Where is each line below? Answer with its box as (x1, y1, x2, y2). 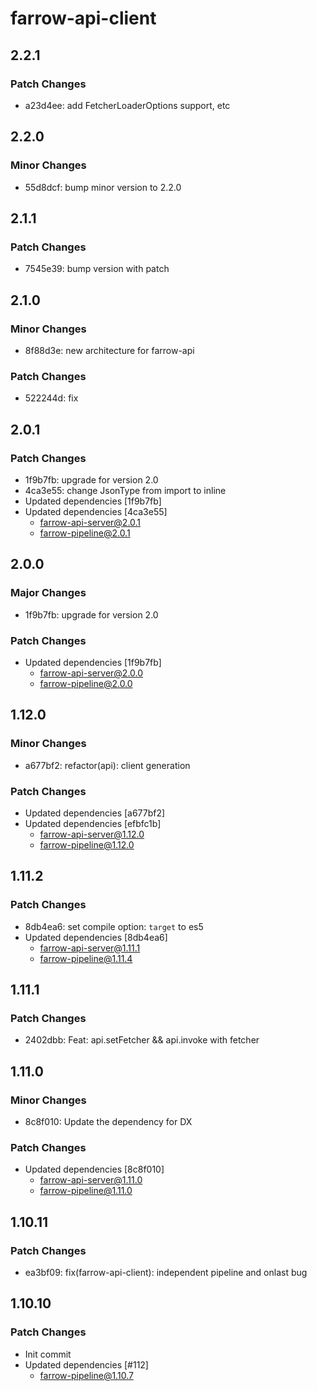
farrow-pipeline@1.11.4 (39, 952, 133, 964)
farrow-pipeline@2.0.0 (39, 677, 133, 689)
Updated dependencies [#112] (24, 1358, 149, 1371)
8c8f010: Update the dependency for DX (24, 1115, 193, 1127)
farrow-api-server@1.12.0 (39, 828, 145, 840)
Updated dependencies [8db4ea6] (24, 931, 168, 943)
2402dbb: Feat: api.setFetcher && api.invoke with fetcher (24, 1034, 260, 1046)
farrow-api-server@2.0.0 (39, 667, 144, 679)
